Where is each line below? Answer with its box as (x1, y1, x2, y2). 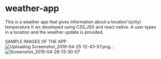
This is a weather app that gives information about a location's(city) (5, 19, 141, 25)
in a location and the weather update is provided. (5, 29, 104, 35)
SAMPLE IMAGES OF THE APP (5, 38, 67, 44)
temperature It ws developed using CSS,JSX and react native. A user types (5, 24, 157, 29)
